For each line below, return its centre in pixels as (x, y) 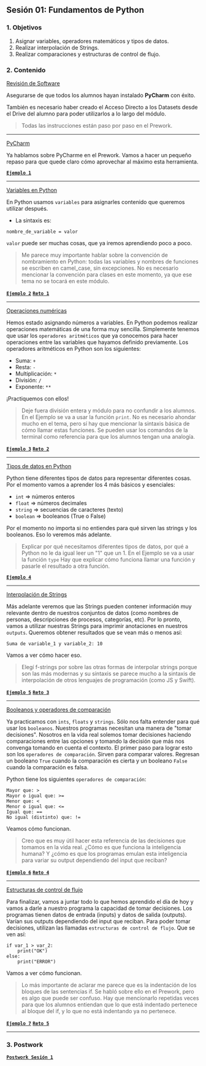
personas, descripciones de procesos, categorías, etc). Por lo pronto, (94, 619)
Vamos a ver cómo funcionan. (44, 973)
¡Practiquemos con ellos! (38, 398)
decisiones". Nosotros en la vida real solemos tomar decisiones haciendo (99, 734)
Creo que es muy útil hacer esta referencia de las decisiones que (103, 841)
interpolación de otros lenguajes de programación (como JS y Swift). (109, 680)
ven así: (16, 934)
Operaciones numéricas (37, 310)
